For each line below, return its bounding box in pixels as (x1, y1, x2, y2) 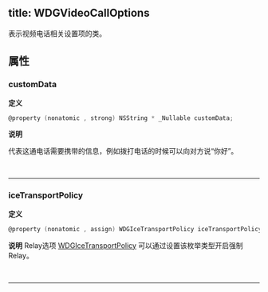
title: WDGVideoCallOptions (8, 6, 150, 20)
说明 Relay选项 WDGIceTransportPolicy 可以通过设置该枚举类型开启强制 (8, 240, 243, 250)
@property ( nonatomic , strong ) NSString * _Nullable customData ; (8, 114, 234, 122)
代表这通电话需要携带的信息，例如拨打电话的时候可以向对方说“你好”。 (8, 146, 238, 156)
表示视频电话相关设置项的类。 (8, 28, 106, 38)
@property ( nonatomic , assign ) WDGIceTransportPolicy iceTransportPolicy (8, 225, 262, 233)
